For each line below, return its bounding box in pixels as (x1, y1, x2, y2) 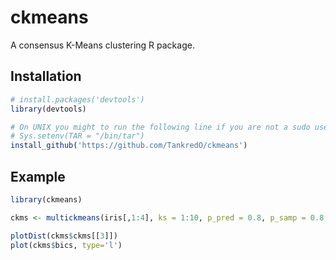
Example (10, 168, 66, 185)
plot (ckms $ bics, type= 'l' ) (10, 240, 123, 250)
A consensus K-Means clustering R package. (10, 39, 195, 51)
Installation (10, 68, 82, 85)
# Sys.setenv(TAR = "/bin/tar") (10, 131, 145, 141)
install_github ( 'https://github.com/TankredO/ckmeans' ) (10, 141, 248, 151)
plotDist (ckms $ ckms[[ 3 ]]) (10, 231, 118, 241)
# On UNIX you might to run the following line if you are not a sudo (10, 122, 311, 132)
